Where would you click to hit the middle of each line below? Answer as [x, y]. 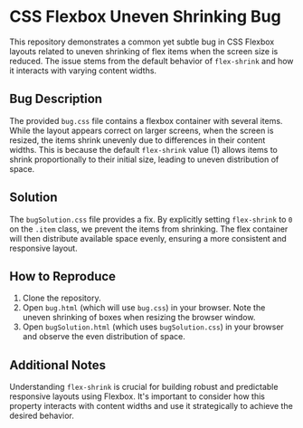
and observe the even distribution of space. [104, 337]
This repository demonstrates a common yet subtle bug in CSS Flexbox [142, 42]
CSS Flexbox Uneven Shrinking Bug [146, 17]
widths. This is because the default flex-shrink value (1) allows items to [143, 149]
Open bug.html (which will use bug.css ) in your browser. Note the [144, 308]
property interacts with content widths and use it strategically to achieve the [151, 406]
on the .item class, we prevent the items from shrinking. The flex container [149, 229]
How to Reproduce [62, 276]
